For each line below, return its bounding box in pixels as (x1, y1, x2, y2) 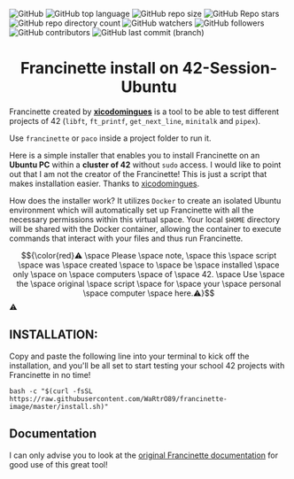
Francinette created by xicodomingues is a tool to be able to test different (9, 106, 280, 117)
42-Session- (182, 58, 277, 79)
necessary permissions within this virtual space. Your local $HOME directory (9, 213, 281, 225)
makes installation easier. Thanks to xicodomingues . (9, 178, 200, 189)
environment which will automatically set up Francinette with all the (9, 205, 254, 215)
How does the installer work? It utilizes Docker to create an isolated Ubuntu (9, 195, 282, 205)
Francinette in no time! (9, 369, 91, 380)
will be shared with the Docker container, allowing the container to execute (9, 223, 282, 234)
